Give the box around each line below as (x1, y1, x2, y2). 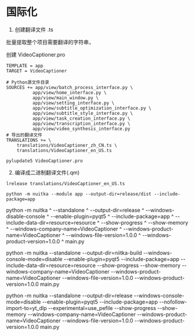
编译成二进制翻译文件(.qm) (14, 169, 80, 176)
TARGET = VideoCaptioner (6, 68, 67, 74)
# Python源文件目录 (6, 79, 50, 85)
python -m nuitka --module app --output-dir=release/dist (6, 191, 152, 197)
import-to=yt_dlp (6, 304, 47, 311)
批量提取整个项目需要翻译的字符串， (6, 38, 94, 45)
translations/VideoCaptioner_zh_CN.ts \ (17, 142, 117, 148)
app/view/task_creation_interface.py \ (32, 116, 131, 121)
